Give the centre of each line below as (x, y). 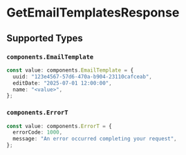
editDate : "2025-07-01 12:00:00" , (62, 83)
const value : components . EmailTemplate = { (70, 70)
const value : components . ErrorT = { (59, 126)
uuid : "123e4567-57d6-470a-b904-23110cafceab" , (83, 76)
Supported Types (45, 38)
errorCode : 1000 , (38, 132)
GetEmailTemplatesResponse (93, 13)
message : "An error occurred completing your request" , (95, 139)
